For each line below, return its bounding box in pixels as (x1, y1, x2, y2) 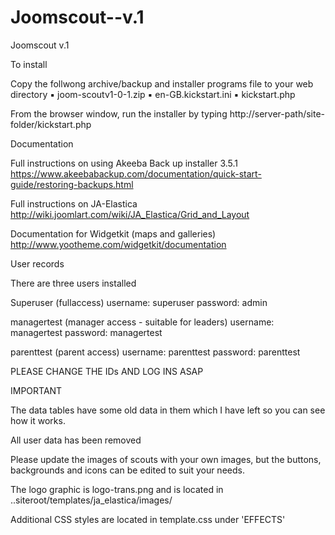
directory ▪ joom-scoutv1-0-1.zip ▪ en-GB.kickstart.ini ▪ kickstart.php (10, 88, 296, 100)
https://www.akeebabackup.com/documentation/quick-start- (10, 167, 262, 180)
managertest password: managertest (10, 326, 163, 338)
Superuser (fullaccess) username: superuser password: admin (10, 296, 268, 308)
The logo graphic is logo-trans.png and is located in (10, 483, 224, 495)
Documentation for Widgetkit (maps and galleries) (10, 227, 217, 240)
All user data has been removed (10, 434, 142, 446)
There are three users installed (10, 277, 137, 289)
